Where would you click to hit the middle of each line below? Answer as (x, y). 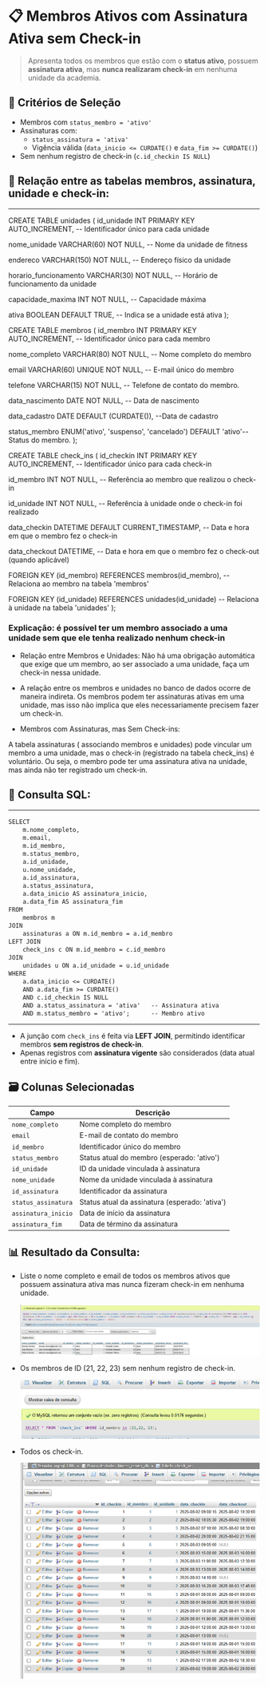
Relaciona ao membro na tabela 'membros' (79, 584)
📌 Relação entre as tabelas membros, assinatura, (132, 181)
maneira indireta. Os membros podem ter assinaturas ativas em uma (132, 696)
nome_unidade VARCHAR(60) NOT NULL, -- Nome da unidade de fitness (128, 244)
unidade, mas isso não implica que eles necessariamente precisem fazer (139, 705)
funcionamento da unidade (53, 283)
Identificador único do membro (130, 1146)
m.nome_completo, (51, 830)
